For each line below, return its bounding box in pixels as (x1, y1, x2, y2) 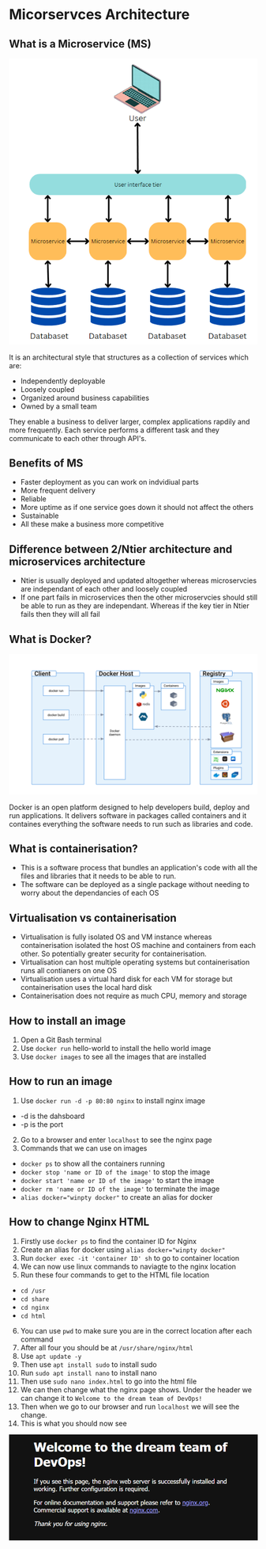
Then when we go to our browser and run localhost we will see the (20, 1402, 240, 1411)
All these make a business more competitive (20, 520, 164, 529)
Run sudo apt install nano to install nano (20, 1368, 157, 1377)
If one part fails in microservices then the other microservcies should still (20, 592, 258, 603)
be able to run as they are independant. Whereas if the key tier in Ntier (20, 601, 249, 611)
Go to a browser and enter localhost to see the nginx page (20, 1135, 212, 1144)
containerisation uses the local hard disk (20, 983, 152, 992)
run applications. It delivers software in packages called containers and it (9, 810, 247, 820)
